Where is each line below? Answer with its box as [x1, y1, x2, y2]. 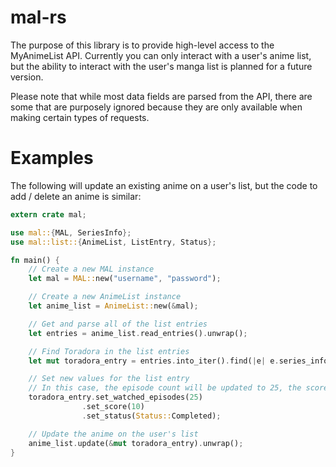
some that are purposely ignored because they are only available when [10, 101, 303, 113]
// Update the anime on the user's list [28, 429, 199, 439]
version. [10, 71, 44, 83]
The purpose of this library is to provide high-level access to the [10, 39, 275, 51]
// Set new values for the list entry [28, 374, 190, 384]
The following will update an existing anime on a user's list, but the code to [10, 179, 318, 191]
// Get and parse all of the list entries [28, 319, 208, 329]
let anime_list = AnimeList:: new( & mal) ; [28, 301, 199, 311]
